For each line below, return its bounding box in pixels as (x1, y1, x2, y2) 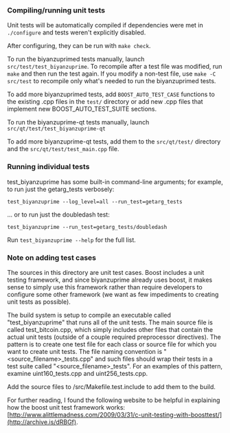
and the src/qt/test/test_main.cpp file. (7, 145, 119, 153)
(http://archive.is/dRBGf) (7, 418, 77, 426)
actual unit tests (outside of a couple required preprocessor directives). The (7, 333, 221, 341)
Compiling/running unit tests (7, 5, 106, 15)
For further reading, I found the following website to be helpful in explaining (7, 396, 220, 404)
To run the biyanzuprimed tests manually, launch (7, 55, 145, 63)
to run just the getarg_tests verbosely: (7, 185, 115, 193)
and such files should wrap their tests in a (95, 355, 213, 363)
